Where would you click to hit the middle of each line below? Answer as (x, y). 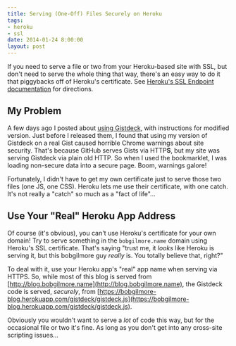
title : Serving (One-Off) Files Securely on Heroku (85, 14)
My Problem (35, 111)
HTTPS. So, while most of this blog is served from (80, 276)
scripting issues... (33, 335)
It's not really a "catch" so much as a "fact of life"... (82, 193)
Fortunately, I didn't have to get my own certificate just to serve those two (114, 179)
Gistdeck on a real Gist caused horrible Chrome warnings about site (106, 143)
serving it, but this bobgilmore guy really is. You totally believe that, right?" (115, 255)
